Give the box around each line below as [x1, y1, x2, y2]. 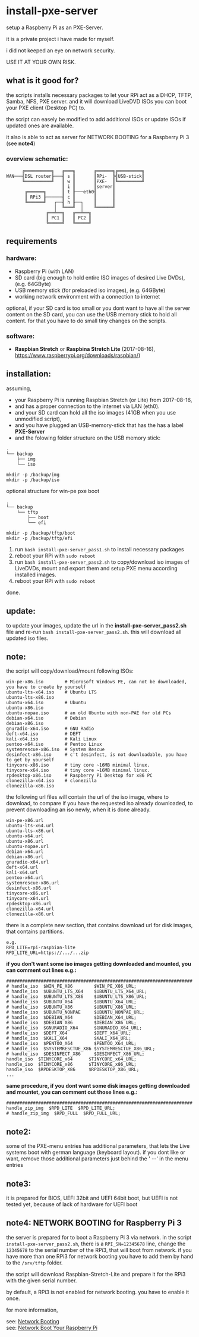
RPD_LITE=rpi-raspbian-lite [6, 944, 76, 951]
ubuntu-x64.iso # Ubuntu [6, 700, 86, 706]
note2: [6, 1126, 31, 1137]
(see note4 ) [6, 140, 36, 147]
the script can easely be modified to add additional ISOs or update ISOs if [6, 115, 186, 123]
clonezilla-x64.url [6, 906, 55, 912]
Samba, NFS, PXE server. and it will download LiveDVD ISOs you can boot [6, 98, 187, 105]
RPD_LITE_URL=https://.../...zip [6, 950, 89, 956]
